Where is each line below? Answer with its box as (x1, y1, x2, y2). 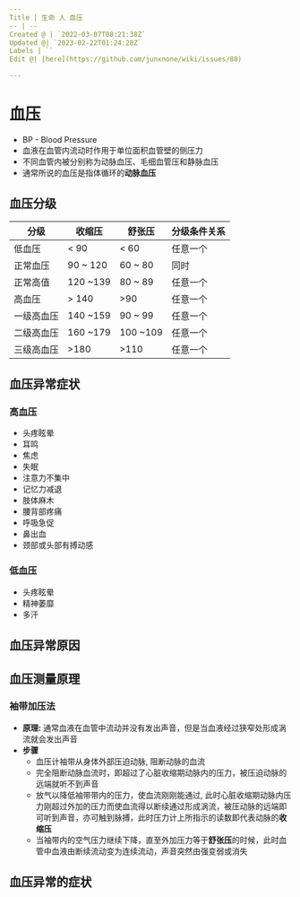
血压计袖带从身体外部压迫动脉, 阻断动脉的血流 (35, 755, 206, 767)
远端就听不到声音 (35, 778, 99, 789)
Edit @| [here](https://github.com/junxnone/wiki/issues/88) (9, 55, 243, 64)
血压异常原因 (9, 638, 81, 653)
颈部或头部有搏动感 (21, 540, 94, 551)
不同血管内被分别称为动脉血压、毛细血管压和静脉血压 (21, 156, 219, 167)
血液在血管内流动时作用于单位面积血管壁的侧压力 (21, 144, 203, 155)
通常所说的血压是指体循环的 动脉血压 (21, 167, 157, 178)
